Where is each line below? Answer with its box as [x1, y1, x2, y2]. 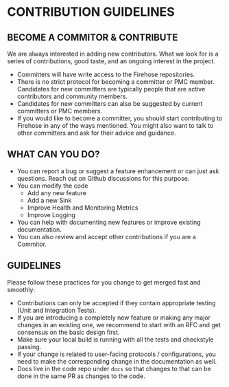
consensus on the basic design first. [16, 328, 120, 336]
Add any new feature [27, 188, 87, 197]
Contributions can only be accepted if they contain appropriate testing [16, 298, 216, 307]
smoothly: [7, 285, 36, 294]
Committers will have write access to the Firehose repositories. [16, 70, 195, 78]
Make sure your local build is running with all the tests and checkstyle [16, 335, 214, 344]
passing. [16, 342, 42, 351]
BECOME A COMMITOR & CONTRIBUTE [7, 32, 178, 43]
